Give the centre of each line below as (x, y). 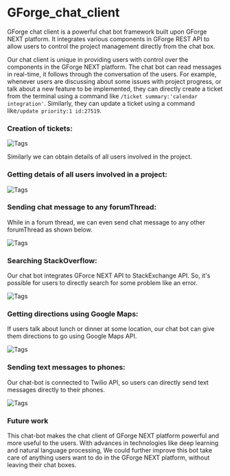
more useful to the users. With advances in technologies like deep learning (113, 443)
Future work (28, 420)
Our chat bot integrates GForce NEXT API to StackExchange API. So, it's (109, 275)
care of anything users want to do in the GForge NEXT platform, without (108, 457)
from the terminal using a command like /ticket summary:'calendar (102, 96)
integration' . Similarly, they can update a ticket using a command (101, 103)
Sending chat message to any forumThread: (82, 207)
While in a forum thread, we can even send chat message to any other (106, 222)
